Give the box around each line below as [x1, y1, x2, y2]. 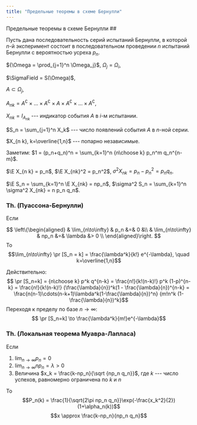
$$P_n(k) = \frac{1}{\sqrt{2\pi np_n [22, 397, 108, 404]
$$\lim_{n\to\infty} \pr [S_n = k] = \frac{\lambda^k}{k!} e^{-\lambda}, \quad [8, 251, 190, 258]
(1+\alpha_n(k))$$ [77, 403, 121, 410]
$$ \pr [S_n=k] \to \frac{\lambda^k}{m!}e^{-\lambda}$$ [31, 315, 166, 322]
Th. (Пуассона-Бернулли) [6, 201, 84, 209]
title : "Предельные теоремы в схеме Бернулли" [6, 8, 122, 15]
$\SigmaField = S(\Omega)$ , [6, 74, 76, 81]
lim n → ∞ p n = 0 [14, 354, 52, 363]
